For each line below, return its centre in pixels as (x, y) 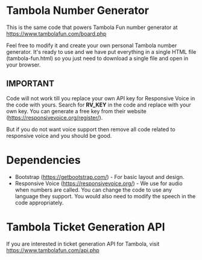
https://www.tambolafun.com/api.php (53, 250)
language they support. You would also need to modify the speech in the (105, 196)
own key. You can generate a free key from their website (76, 111)
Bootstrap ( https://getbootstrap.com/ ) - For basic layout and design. (99, 177)
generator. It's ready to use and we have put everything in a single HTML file (101, 51)
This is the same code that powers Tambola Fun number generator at (92, 27)
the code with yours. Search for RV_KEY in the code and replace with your (99, 105)
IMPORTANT (30, 84)
